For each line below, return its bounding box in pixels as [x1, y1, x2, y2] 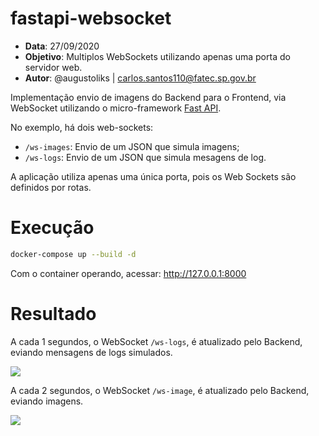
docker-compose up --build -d [10, 249, 137, 259]
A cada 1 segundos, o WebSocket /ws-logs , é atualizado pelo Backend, [10, 335, 303, 347]
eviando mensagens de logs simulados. [10, 346, 173, 358]
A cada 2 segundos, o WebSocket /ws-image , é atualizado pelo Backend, [10, 384, 310, 396]
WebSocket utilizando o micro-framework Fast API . [10, 102, 222, 114]
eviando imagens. [10, 395, 84, 407]
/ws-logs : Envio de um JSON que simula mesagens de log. [24, 151, 267, 163]
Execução [10, 217, 95, 239]
